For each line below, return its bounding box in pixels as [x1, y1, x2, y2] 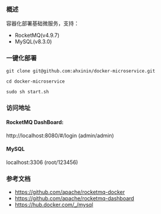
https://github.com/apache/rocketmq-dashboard [14, 195, 135, 202]
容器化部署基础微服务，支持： [6, 20, 79, 27]
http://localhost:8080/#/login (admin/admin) [6, 132, 114, 139]
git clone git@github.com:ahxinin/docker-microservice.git [6, 68, 156, 74]
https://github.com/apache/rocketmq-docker [14, 188, 125, 196]
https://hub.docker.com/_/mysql [14, 201, 93, 209]
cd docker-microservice [6, 78, 65, 84]
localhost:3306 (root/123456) [6, 159, 78, 166]
